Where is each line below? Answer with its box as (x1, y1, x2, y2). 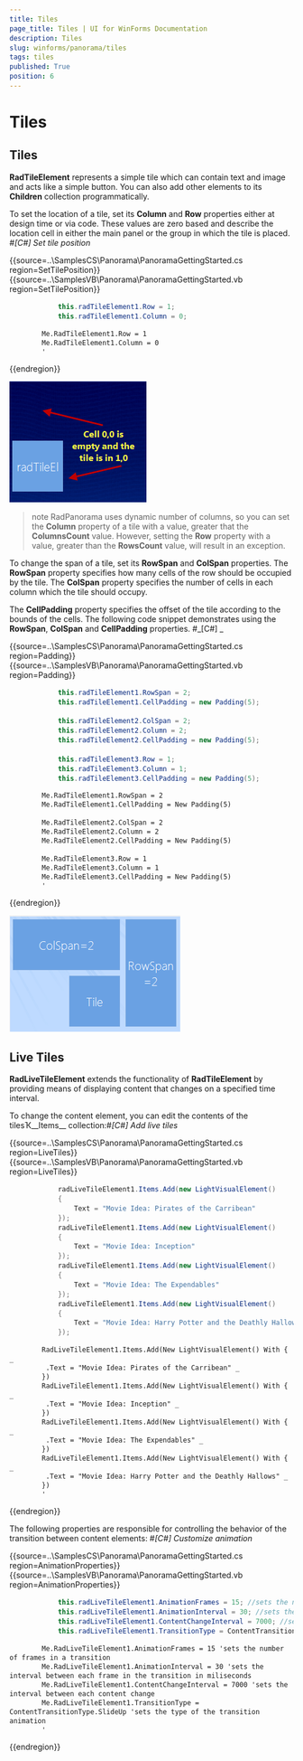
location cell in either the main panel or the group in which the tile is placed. (9, 227, 290, 239)
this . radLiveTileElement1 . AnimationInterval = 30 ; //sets (57, 1607, 280, 1617)
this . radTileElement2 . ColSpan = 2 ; (57, 717, 192, 726)
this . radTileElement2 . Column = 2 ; (57, 726, 188, 736)
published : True (9, 62, 70, 71)
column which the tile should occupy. (9, 586, 148, 597)
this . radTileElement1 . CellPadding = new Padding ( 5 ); (57, 697, 260, 707)
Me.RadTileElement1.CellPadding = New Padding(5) (41, 800, 232, 809)
